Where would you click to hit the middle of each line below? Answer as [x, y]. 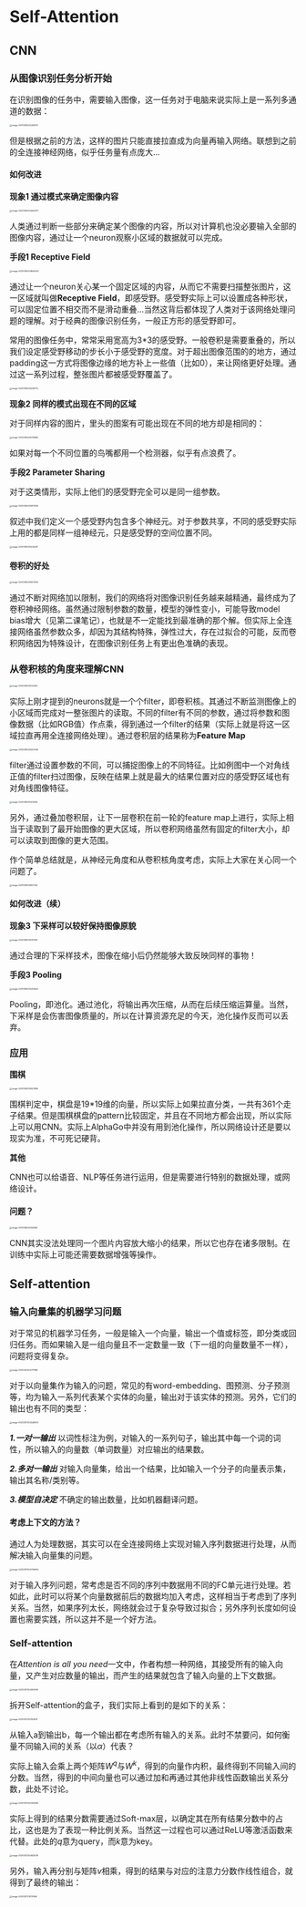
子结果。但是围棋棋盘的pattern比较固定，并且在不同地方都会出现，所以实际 [151, 1116]
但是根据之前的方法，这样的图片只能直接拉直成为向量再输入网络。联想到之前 [153, 140]
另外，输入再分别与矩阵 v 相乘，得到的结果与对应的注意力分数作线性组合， [147, 1871]
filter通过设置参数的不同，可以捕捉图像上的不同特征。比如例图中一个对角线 [150, 765]
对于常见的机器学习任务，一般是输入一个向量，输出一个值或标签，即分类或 [149, 1333]
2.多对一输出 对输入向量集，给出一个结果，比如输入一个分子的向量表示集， [150, 1469]
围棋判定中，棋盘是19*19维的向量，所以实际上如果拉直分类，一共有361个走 [150, 1104]
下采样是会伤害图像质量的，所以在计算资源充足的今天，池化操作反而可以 [145, 1015]
